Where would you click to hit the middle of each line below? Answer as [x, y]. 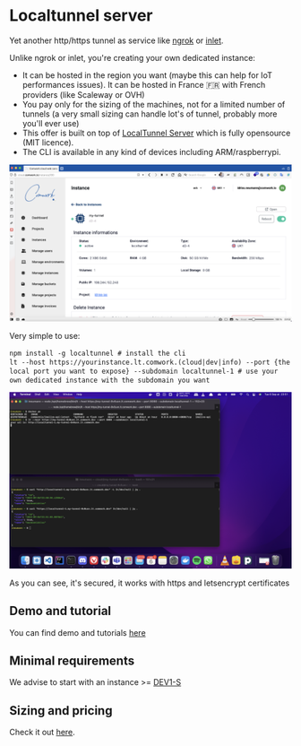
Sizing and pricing [61, 711]
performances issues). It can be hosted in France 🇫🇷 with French [144, 84]
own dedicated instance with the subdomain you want [110, 380]
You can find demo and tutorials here [77, 632]
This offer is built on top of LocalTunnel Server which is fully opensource [156, 133]
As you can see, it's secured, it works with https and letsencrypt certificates [150, 583]
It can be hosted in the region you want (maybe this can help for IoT [147, 75]
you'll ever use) [51, 123]
